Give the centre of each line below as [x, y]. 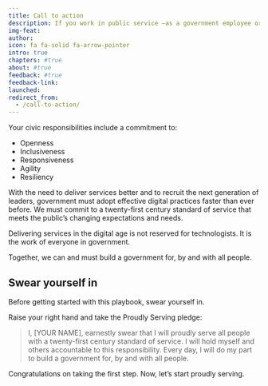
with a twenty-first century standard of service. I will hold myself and [141, 341]
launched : [25, 90]
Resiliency [37, 177]
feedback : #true [35, 75]
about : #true [30, 68]
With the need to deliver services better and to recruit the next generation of [134, 193]
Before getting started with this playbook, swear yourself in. [106, 301]
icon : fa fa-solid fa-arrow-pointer [69, 46]
